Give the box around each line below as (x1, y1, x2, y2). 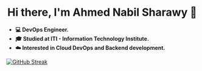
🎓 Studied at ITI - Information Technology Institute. (15, 35, 149, 42)
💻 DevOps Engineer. (15, 25, 69, 33)
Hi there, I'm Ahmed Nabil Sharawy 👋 (7, 5, 198, 19)
